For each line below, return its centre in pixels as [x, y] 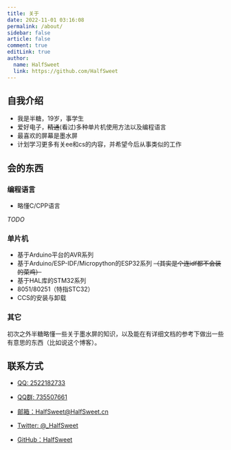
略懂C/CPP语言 [38, 206]
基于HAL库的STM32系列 [52, 281]
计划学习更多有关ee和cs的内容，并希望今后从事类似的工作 [99, 144]
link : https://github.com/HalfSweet [66, 71]
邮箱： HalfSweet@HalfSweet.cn [63, 412]
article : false [29, 39]
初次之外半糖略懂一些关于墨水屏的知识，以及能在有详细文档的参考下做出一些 [115, 334]
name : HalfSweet [36, 65]
